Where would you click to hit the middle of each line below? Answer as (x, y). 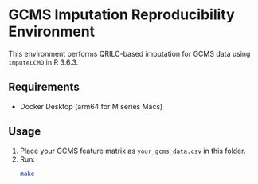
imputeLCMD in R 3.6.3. (43, 62)
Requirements (44, 87)
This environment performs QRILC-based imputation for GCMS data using (129, 53)
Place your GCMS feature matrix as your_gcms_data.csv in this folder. (133, 151)
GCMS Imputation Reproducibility (121, 15)
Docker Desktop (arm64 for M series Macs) (91, 106)
